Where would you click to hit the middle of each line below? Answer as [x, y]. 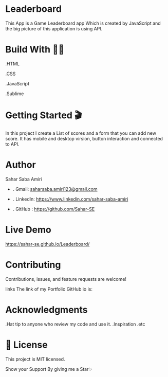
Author [21, 165]
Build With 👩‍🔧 [35, 50]
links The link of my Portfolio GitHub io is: [49, 289]
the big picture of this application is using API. [54, 28]
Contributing [33, 265]
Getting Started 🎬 [44, 115]
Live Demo [28, 230]
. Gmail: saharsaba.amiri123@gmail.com [55, 189]
